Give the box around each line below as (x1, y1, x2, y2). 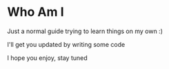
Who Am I (7, 4, 64, 20)
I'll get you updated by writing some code (7, 40, 126, 48)
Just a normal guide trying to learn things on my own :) (7, 27, 163, 35)
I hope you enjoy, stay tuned (7, 53, 88, 62)
